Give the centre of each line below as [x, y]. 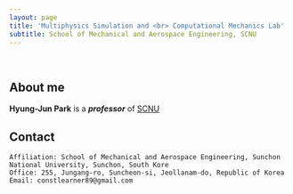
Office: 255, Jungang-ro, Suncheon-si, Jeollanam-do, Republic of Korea [147, 173]
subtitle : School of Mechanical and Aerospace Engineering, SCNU [133, 34]
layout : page [33, 17]
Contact [32, 137]
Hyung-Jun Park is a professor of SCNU [85, 109]
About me [37, 87]
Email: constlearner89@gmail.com [71, 181]
